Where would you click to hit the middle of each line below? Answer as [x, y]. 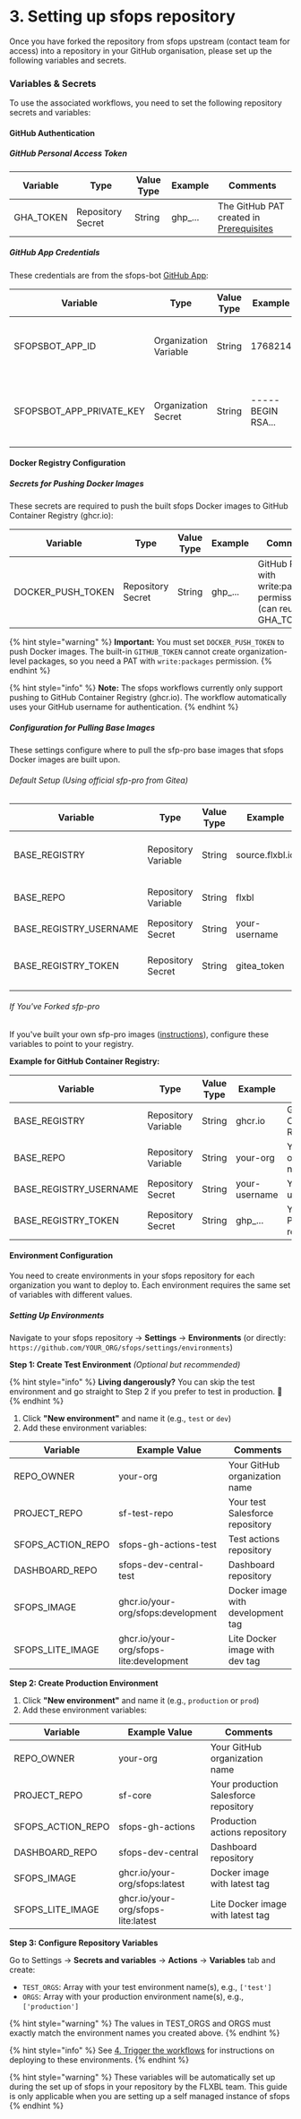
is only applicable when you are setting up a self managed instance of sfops [150, 2096]
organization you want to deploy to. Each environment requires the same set [150, 1285]
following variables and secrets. [68, 60]
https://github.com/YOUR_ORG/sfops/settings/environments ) [121, 1347]
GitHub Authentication [52, 133]
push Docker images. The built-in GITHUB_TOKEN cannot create [123, 652]
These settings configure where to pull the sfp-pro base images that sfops [146, 751]
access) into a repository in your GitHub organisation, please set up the [141, 50]
